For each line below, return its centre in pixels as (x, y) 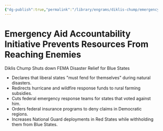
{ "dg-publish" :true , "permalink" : (38, 10)
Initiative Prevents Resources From (77, 44)
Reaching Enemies (43, 55)
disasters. (21, 83)
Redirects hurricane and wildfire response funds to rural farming (76, 88)
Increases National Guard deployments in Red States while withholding (82, 119)
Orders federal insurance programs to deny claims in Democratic (77, 109)
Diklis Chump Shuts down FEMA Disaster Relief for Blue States (67, 68)
